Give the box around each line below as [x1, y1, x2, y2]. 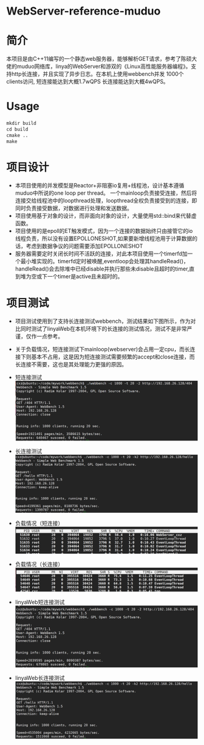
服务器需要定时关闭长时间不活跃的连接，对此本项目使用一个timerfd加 [15, 250, 188, 257]
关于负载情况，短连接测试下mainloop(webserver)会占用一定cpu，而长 [15, 345, 190, 352]
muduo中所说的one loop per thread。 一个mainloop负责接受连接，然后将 [15, 189, 197, 197]
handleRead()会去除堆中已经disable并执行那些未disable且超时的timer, [15, 265, 189, 272]
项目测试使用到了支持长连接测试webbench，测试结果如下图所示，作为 [15, 317, 191, 325]
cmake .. [6, 132, 29, 139]
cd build [6, 126, 29, 133]
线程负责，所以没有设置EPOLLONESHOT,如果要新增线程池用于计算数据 [15, 235, 192, 242]
